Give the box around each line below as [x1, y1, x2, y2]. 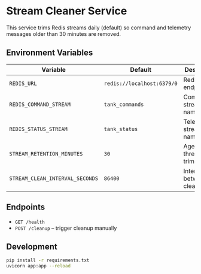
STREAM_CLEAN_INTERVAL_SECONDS [9, 175, 99, 182]
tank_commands [103, 101, 144, 108]
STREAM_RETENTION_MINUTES [9, 150, 83, 157]
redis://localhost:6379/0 [103, 80, 178, 87]
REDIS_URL [9, 80, 37, 87]
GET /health [14, 219, 45, 225]
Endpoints [6, 202, 45, 212]
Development [6, 241, 58, 252]
